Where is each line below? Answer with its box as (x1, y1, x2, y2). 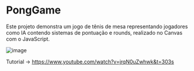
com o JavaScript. (6, 35, 50, 42)
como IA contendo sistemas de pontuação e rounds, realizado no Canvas (6, 29, 183, 36)
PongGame (6, 4, 61, 17)
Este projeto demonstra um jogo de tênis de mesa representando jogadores (6, 23, 188, 30)
